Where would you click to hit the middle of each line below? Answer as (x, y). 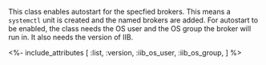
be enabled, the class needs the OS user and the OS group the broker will (130, 28)
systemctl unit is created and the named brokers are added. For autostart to (133, 20)
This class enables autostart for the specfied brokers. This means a (119, 12)
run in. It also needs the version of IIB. (71, 37)
